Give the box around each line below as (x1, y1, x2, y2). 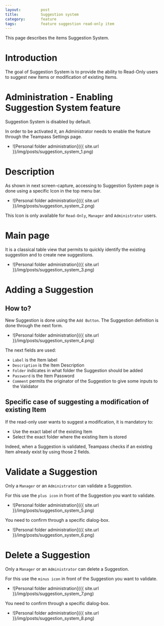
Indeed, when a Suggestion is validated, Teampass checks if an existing (5, 443, 153, 449)
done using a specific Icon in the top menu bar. (5, 188, 102, 194)
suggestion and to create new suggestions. (5, 252, 94, 257)
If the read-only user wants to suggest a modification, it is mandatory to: (5, 418, 154, 424)
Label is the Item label (12, 357, 58, 363)
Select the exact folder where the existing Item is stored (12, 433, 127, 439)
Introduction (5, 52, 58, 64)
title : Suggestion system (5, 12, 79, 17)
